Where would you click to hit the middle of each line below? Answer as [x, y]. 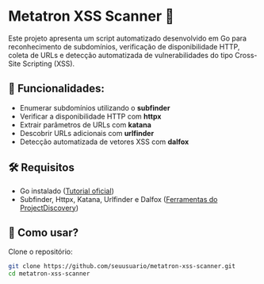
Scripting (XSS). [49, 64]
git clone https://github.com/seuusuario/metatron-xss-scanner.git [122, 266]
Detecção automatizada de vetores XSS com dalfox [104, 142]
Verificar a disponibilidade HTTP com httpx [90, 116]
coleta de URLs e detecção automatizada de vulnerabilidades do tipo [121, 55]
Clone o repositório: [40, 252]
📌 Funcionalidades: [57, 89]
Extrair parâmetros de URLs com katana [86, 124]
